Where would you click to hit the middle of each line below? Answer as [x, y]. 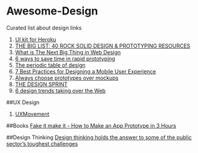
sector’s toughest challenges [42, 143]
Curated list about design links [44, 28]
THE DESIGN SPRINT [41, 84]
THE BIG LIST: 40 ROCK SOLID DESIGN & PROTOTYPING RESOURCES [103, 46]
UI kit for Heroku [35, 39]
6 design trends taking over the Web [60, 90]
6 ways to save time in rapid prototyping [65, 58]
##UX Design [23, 102]
